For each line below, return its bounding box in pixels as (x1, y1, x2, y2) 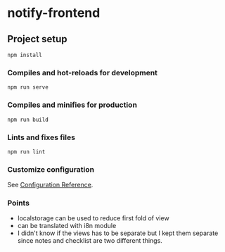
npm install (7, 51, 42, 58)
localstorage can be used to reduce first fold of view (17, 214, 170, 222)
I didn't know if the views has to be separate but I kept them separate (17, 229, 219, 237)
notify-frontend (7, 5, 101, 21)
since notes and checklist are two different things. (17, 237, 163, 245)
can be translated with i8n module (17, 222, 117, 230)
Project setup (7, 33, 68, 45)
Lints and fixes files (7, 132, 76, 142)
